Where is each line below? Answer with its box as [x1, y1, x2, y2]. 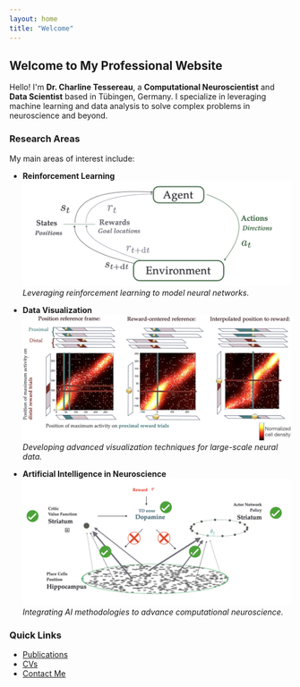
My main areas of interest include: [9, 153, 135, 164]
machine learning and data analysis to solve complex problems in [9, 101, 251, 112]
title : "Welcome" [9, 23, 74, 33]
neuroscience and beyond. [9, 110, 108, 121]
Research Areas [9, 132, 81, 145]
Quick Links [9, 629, 62, 641]
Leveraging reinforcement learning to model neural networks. [21, 287, 250, 298]
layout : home [9, 14, 58, 23]
